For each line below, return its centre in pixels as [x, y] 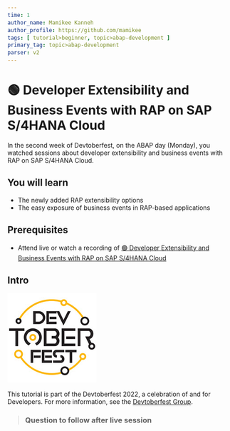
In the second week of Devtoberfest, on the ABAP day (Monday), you [109, 145]
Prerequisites [38, 230]
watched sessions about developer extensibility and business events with [115, 153]
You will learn [38, 183]
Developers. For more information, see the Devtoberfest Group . [100, 402]
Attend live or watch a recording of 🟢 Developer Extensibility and [114, 248]
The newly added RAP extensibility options [80, 200]
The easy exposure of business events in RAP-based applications [114, 208]
